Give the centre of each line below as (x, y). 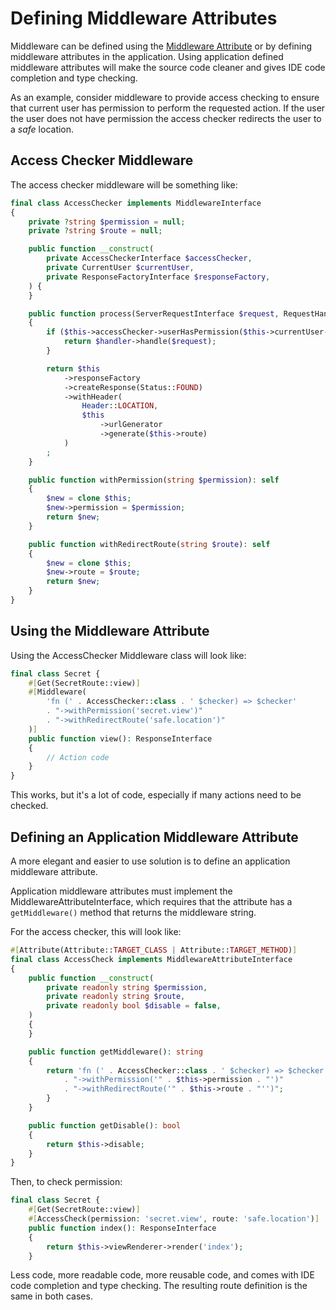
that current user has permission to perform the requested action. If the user (168, 108)
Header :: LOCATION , (120, 406)
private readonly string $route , (116, 997)
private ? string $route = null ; (95, 231)
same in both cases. (51, 1296)
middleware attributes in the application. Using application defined (147, 56)
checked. (29, 806)
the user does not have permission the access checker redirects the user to (166, 118)
